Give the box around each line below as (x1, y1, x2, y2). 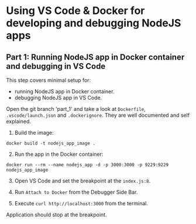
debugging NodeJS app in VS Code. (14, 94, 102, 101)
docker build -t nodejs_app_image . (6, 141, 95, 146)
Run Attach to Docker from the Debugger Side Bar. (14, 188, 138, 195)
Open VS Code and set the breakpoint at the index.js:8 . (14, 177, 151, 184)
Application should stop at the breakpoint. (6, 211, 107, 218)
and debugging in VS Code (6, 61, 106, 71)
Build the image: (14, 129, 54, 136)
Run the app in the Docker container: (14, 150, 104, 157)
